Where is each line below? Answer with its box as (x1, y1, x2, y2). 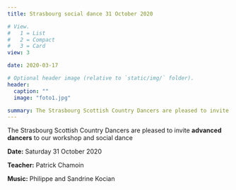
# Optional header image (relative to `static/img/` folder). (7, 75, 194, 82)
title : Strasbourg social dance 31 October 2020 (7, 10, 153, 18)
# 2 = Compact (7, 36, 55, 43)
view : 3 (7, 49, 30, 56)
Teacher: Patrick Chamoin (7, 161, 84, 170)
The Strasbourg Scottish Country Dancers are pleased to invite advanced (7, 126, 222, 134)
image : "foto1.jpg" (13, 94, 71, 101)
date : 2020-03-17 (7, 62, 59, 69)
